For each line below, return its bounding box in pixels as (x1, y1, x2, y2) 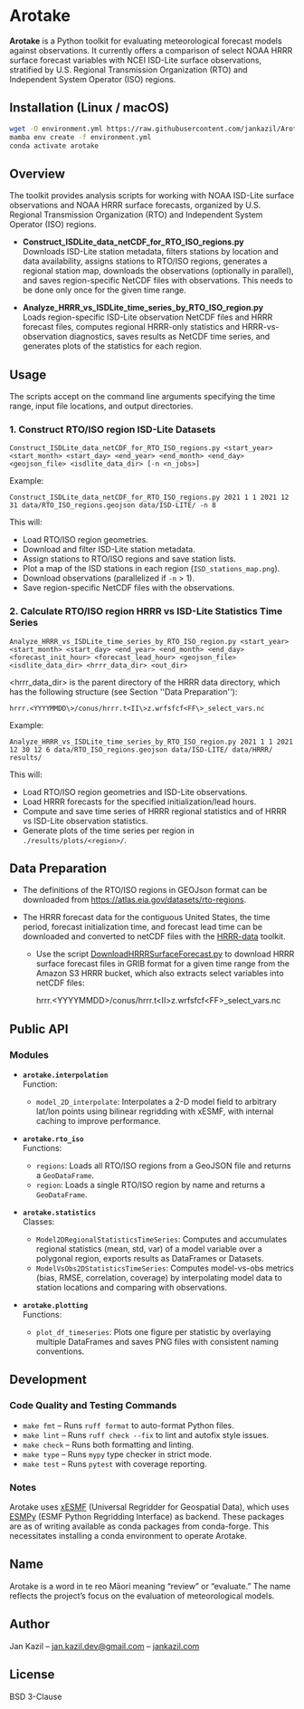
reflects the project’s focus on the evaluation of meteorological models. (9, 1590, 275, 1601)
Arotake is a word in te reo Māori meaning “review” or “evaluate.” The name (9, 1580, 291, 1591)
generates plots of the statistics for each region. (22, 341, 202, 351)
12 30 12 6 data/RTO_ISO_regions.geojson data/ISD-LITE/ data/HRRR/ (9, 744, 273, 754)
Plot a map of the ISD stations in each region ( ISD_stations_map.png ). (22, 563, 280, 574)
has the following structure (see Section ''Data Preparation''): (9, 686, 238, 697)
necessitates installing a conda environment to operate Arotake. (9, 1531, 247, 1541)
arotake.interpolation (22, 1071, 109, 1080)
